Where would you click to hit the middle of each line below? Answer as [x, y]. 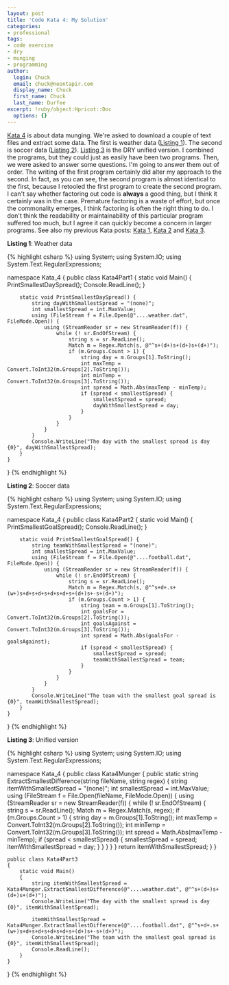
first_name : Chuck [40, 97]
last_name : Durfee [40, 103]
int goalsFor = [103, 611]
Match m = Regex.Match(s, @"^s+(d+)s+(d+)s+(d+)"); [144, 345]
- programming [27, 65]
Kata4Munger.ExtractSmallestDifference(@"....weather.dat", [95, 889]
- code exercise [30, 45]
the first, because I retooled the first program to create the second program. [114, 186]
